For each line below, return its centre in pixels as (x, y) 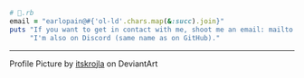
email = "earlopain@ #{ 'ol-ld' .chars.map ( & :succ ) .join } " (117, 21)
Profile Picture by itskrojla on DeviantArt (84, 64)
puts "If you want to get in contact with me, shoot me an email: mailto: (153, 30)
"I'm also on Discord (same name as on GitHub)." (125, 38)
